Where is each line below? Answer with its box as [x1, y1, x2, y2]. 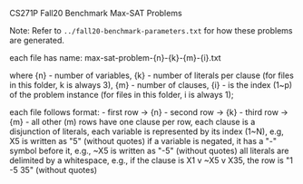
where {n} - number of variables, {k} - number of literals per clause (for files [9, 70, 295, 81]
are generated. [9, 35, 65, 45]
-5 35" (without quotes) [9, 165, 98, 175]
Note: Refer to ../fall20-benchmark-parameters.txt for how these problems [9, 25, 293, 35]
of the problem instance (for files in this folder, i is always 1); [9, 90, 234, 100]
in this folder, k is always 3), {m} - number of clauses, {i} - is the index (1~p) [9, 80, 293, 90]
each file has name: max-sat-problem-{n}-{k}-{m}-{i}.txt [9, 53, 221, 63]
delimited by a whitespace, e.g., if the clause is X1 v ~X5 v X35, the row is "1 [9, 155, 293, 166]
